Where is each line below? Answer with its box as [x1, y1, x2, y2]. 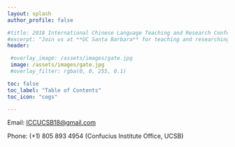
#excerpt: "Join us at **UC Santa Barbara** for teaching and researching [7, 36, 230, 42]
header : [7, 42, 30, 49]
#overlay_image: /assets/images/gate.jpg [10, 55, 133, 62]
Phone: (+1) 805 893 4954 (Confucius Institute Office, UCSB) [7, 132, 184, 140]
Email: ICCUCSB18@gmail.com [7, 118, 97, 127]
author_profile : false [7, 17, 73, 24]
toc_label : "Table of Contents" [7, 86, 101, 94]
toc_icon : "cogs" [7, 93, 58, 100]
